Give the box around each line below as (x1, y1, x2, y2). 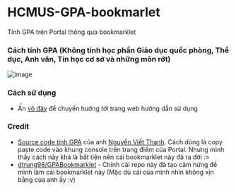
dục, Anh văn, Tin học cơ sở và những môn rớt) (7, 54, 171, 64)
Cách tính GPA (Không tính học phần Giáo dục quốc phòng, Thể (7, 45, 230, 55)
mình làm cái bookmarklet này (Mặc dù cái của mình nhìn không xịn (17, 168, 214, 176)
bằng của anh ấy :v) (17, 175, 76, 184)
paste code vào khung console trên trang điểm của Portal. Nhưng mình (17, 145, 225, 154)
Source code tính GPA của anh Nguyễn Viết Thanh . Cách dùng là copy (17, 137, 223, 146)
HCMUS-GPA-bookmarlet (7, 4, 160, 21)
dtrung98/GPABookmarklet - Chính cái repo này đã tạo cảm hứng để (17, 160, 218, 168)
